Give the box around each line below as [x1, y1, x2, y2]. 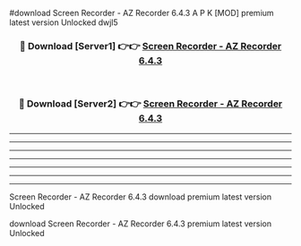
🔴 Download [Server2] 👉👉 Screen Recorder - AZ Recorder [18, 98, 283, 110]
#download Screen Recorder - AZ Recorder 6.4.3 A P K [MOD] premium [9, 8, 275, 18]
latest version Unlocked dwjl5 [9, 17, 118, 28]
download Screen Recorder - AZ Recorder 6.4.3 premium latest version [9, 218, 271, 229]
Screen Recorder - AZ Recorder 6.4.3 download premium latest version [9, 191, 271, 202]
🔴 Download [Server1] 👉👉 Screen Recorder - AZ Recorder [19, 39, 282, 52]
